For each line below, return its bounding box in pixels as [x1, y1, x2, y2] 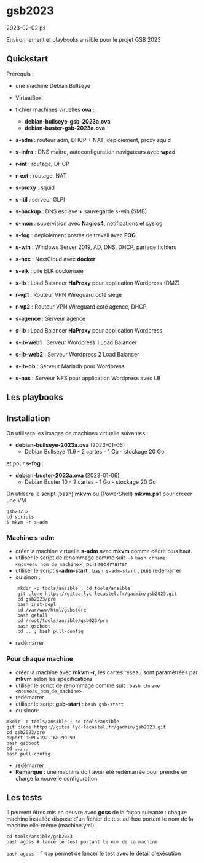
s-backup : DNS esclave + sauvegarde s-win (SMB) [15, 207, 147, 215]
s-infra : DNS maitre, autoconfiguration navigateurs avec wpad [15, 148, 176, 156]
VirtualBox [15, 93, 42, 101]
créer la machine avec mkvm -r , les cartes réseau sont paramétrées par [15, 668, 198, 676]
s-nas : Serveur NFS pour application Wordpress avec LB [15, 374, 161, 382]
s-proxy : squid [15, 184, 55, 191]
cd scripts [6, 514, 34, 520]
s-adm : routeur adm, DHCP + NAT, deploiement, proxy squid [15, 136, 171, 143]
